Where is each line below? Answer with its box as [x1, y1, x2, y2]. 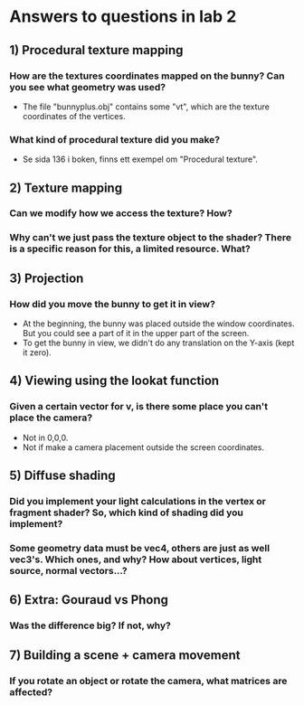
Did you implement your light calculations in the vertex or [9, 495, 267, 508]
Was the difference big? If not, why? [9, 619, 172, 632]
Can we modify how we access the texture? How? [9, 207, 233, 220]
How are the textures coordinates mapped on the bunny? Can [9, 70, 285, 82]
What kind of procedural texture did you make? [9, 133, 221, 146]
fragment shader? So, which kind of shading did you [9, 506, 244, 519]
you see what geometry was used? [9, 80, 166, 93]
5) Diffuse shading [9, 468, 116, 484]
